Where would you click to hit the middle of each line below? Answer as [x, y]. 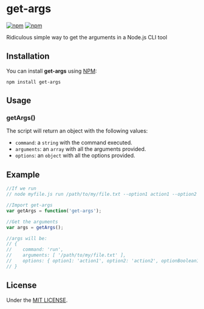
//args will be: [27, 238]
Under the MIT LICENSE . [37, 300]
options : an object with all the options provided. [75, 156]
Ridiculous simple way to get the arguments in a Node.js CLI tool [87, 37]
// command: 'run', [35, 250]
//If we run [21, 189]
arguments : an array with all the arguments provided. [80, 149]
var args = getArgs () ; [35, 227]
